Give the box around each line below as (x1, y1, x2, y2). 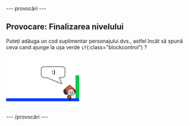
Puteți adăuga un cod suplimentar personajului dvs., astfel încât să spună (6, 38, 183, 45)
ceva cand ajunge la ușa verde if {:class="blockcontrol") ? (6, 43, 147, 50)
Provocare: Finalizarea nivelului (6, 22, 124, 32)
